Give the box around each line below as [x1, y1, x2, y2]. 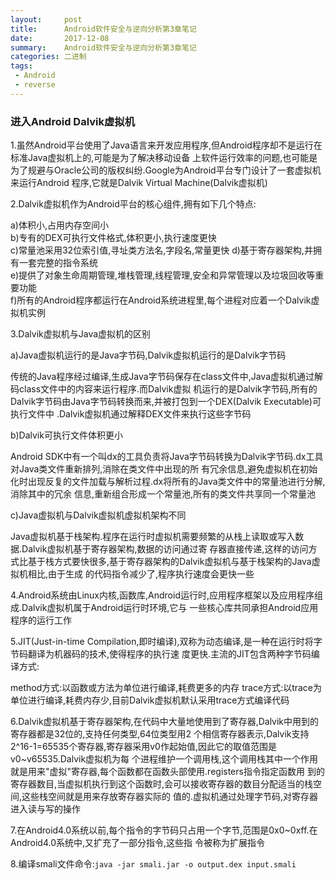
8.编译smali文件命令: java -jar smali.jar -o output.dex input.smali [10, 858, 297, 870]
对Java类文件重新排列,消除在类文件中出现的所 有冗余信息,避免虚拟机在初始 [10, 463, 318, 475]
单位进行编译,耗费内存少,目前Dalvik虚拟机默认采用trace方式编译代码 [10, 694, 290, 706]
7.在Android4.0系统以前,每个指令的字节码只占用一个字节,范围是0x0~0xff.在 [10, 824, 318, 836]
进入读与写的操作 [10, 803, 81, 815]
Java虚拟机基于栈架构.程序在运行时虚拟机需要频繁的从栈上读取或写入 [10, 531, 296, 543]
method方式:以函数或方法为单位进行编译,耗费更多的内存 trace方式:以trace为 [10, 682, 323, 694]
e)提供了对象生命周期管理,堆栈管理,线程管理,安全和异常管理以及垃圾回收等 [10, 269, 316, 281]
